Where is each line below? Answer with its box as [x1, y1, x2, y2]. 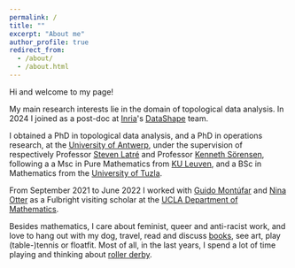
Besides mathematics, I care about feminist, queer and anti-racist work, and [9, 220, 286, 231]
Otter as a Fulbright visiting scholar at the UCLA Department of [9, 194, 238, 204]
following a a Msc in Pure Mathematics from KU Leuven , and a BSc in [9, 158, 262, 169]
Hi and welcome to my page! [9, 86, 113, 97]
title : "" [9, 21, 46, 30]
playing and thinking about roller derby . [9, 249, 152, 259]
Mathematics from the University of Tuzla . [9, 167, 163, 178]
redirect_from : [9, 46, 66, 55]
